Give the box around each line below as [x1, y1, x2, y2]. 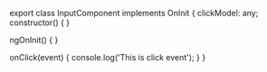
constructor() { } [9, 17, 71, 28]
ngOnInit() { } [9, 35, 59, 45]
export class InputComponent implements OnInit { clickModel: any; [9, 8, 259, 18]
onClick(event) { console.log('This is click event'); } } [9, 52, 206, 62]
